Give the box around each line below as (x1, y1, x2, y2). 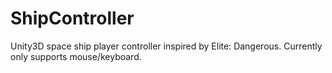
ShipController (10, 7, 135, 30)
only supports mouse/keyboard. (10, 50, 142, 62)
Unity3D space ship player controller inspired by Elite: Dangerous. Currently (10, 40, 323, 52)
